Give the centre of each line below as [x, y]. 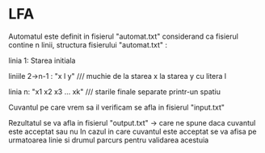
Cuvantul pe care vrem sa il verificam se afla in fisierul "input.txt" [116, 107]
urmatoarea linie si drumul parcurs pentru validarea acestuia [109, 140]
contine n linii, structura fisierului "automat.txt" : [88, 44]
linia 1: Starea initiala [42, 60]
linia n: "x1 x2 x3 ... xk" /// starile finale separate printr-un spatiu [114, 91]
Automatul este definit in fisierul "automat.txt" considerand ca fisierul [123, 36]
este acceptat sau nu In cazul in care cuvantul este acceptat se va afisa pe [132, 131]
